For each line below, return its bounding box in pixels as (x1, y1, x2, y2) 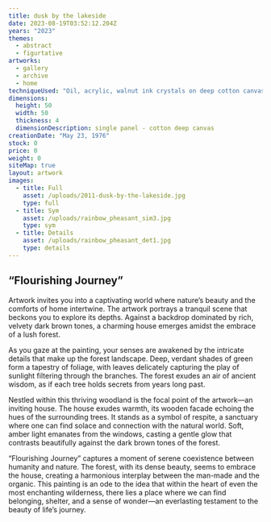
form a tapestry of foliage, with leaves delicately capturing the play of (8, 362, 240, 371)
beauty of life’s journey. (8, 504, 86, 514)
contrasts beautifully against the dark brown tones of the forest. (8, 437, 220, 447)
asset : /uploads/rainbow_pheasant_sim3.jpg (23, 214, 172, 222)
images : (8, 176, 35, 185)
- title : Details (15, 229, 74, 238)
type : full (23, 199, 60, 207)
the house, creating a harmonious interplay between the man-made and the (8, 470, 260, 480)
